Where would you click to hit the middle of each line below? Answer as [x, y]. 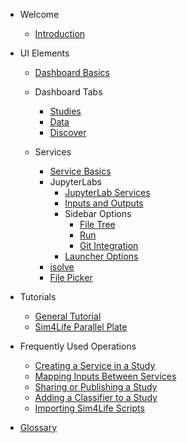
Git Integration [109, 245]
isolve [62, 267]
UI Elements [44, 53]
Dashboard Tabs [68, 92]
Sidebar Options [98, 213]
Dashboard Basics [72, 72]
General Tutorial [68, 316]
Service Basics [80, 171]
